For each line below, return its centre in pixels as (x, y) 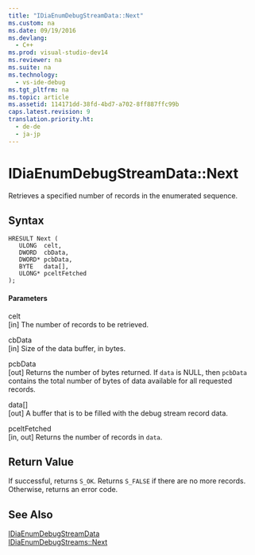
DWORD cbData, (44, 253)
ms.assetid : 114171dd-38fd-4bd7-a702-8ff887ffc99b (94, 104)
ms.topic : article (39, 97)
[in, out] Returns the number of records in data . (85, 437)
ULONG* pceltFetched (53, 274)
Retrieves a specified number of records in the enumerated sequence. (123, 195)
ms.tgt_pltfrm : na (39, 90)
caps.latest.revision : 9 (49, 112)
